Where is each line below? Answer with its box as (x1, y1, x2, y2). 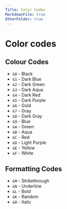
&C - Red (12, 134, 30, 140)
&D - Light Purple (12, 140, 46, 146)
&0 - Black (12, 71, 33, 77)
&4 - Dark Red (12, 92, 41, 98)
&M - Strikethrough (12, 178, 50, 184)
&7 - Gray (12, 108, 31, 114)
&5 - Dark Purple (12, 98, 46, 104)
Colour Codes (5, 58, 49, 66)
